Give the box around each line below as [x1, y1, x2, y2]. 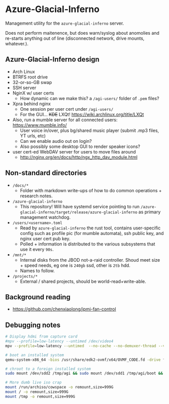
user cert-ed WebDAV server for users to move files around [12, 148, 136, 154]
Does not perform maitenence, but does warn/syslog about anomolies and [5, 30, 159, 36]
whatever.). [5, 40, 29, 46]
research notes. [20, 193, 53, 199]
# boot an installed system [5, 352, 64, 358]
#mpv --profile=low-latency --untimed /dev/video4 [5, 339, 114, 344]
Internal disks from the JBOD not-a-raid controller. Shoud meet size [20, 257, 160, 263]
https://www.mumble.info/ [12, 122, 67, 128]
